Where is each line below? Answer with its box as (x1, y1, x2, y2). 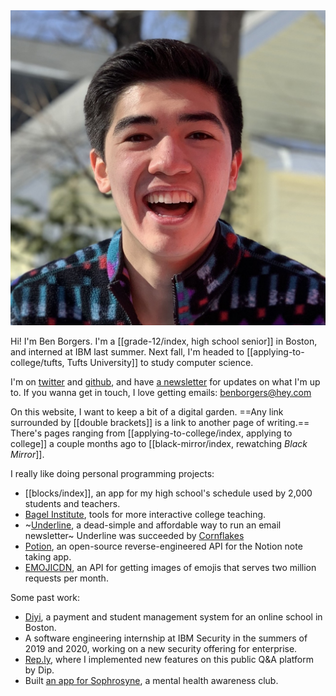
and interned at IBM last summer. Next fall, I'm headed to (10, 346, 245, 358)
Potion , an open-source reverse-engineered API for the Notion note (24, 540, 303, 552)
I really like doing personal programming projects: (10, 468, 215, 479)
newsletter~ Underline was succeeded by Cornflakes (24, 530, 245, 541)
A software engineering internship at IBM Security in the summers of (24, 632, 308, 644)
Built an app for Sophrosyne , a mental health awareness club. (24, 675, 279, 686)
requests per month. (24, 572, 109, 584)
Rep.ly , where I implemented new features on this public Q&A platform (24, 654, 314, 665)
